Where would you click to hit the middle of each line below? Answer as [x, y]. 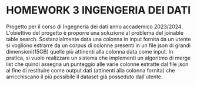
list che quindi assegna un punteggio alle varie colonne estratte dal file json [97, 64]
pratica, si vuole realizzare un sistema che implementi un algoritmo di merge [98, 58]
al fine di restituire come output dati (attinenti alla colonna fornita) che [91, 70]
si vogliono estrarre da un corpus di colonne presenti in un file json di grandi [98, 45]
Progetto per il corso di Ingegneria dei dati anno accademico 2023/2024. [95, 27]
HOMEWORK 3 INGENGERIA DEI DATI [98, 10]
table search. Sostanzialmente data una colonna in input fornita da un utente [98, 39]
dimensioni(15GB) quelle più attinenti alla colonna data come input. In [90, 51]
